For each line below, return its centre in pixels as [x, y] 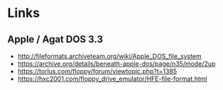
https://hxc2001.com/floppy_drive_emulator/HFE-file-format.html [112, 79]
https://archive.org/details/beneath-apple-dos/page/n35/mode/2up [116, 64]
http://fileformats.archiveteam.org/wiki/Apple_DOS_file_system [110, 56]
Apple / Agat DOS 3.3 [55, 39]
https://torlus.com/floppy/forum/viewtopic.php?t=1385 [97, 71]
